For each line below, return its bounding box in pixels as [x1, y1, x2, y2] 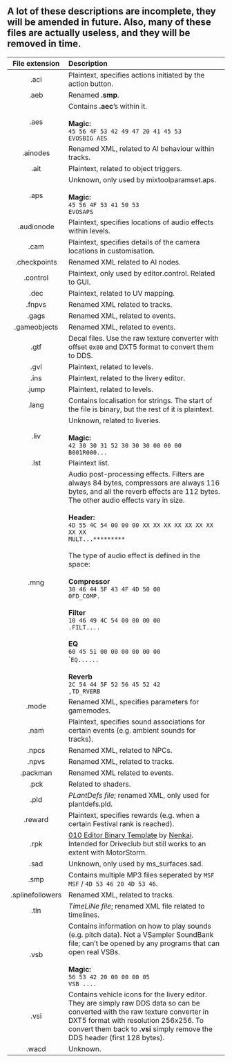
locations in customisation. [68, 246, 155, 256]
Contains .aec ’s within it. [68, 101, 147, 111]
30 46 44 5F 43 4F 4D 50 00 [68, 585, 161, 593]
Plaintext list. [68, 458, 110, 467]
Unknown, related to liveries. [68, 416, 161, 425]
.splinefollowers [10, 890, 62, 900]
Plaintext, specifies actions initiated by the [68, 70, 205, 80]
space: [68, 559, 90, 569]
